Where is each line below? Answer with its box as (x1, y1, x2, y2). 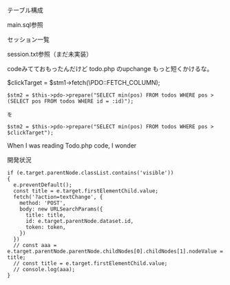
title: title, (25, 212, 67, 219)
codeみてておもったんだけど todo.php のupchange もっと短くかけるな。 (7, 65, 213, 72)
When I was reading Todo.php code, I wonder (7, 141, 137, 150)
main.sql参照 (7, 21, 43, 29)
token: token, (25, 224, 67, 230)
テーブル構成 (7, 6, 43, 14)
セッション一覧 (7, 35, 50, 43)
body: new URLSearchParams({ (19, 206, 103, 213)
